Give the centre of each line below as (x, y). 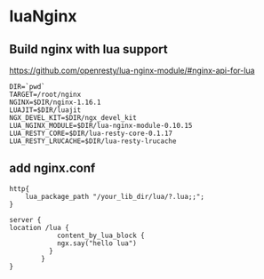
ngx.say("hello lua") (97, 243)
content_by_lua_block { (100, 235)
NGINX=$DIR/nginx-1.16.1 (55, 102)
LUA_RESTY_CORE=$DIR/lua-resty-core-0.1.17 (91, 133)
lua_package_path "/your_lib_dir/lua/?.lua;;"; (115, 196)
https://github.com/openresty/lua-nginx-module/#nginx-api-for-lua (132, 70)
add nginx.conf (52, 168)
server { (25, 219)
